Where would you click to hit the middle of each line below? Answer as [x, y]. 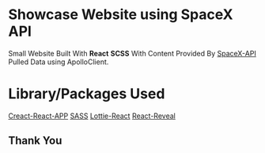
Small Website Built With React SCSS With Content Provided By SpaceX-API [132, 53]
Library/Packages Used [87, 94]
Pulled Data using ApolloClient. [59, 62]
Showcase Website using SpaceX [121, 15]
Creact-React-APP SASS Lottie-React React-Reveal [92, 116]
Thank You [35, 141]
